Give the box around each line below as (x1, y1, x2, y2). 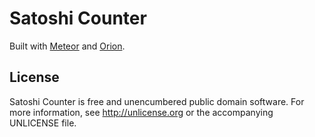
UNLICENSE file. (9, 117, 77, 129)
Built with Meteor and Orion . (9, 40, 126, 52)
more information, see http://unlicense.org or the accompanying (9, 106, 274, 118)
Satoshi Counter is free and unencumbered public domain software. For (9, 95, 305, 107)
